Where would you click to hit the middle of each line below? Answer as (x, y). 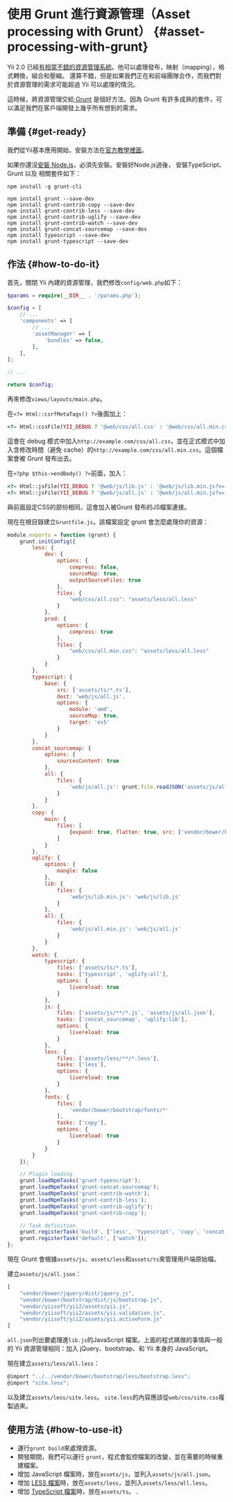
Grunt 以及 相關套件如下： (44, 173)
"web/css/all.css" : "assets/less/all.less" (133, 599)
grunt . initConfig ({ (48, 541)
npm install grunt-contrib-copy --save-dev (71, 205)
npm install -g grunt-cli (44, 186)
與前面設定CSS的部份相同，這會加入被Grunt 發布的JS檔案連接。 (99, 507)
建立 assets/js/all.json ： (44, 1274)
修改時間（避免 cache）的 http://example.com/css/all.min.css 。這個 (118, 450)
